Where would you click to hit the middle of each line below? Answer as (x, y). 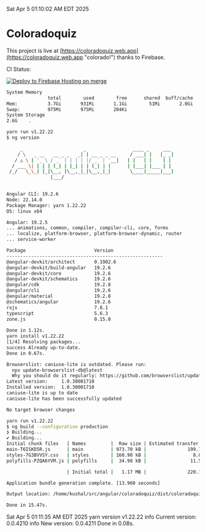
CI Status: (19, 69)
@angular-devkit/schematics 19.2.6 (59, 279)
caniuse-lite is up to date (42, 393)
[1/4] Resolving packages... (44, 342)
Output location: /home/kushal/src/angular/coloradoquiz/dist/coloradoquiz (105, 494)
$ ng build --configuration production (57, 426)
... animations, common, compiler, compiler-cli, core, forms (87, 228)
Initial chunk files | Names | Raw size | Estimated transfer (103, 444)
